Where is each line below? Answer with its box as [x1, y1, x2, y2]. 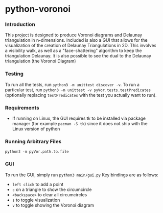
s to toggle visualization [12, 197, 60, 203]
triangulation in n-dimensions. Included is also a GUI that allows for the [5, 37, 148, 43]
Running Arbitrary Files [5, 138, 62, 145]
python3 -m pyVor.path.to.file [5, 149, 69, 154]
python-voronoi [5, 3, 71, 15]
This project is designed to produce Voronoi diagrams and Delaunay [5, 32, 142, 38]
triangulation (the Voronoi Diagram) [5, 58, 76, 64]
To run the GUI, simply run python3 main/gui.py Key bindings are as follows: [5, 172, 159, 178]
